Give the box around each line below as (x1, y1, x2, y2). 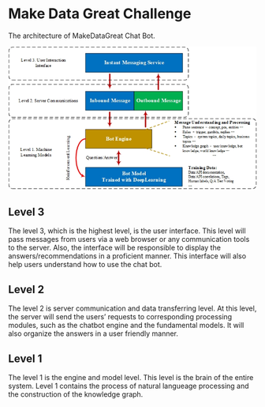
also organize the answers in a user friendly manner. (8, 329, 179, 338)
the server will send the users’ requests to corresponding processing (8, 312, 233, 322)
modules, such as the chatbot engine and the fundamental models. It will (8, 321, 244, 330)
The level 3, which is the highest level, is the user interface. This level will (8, 226, 246, 236)
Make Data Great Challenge (8, 5, 192, 23)
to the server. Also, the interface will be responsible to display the (8, 243, 221, 253)
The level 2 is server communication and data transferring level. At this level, (8, 303, 257, 313)
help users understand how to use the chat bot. (8, 260, 162, 269)
